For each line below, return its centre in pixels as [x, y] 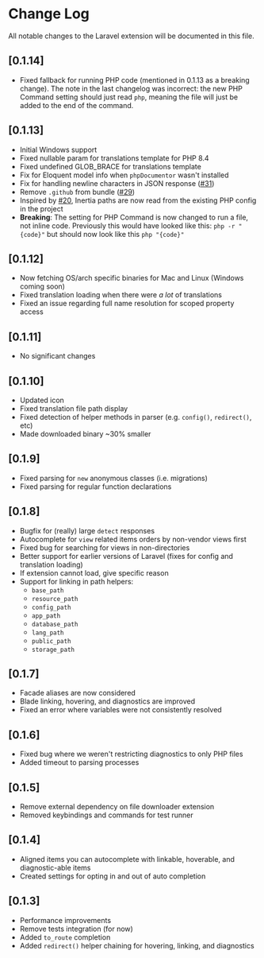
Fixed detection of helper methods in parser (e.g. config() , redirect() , [136, 417]
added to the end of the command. [77, 105]
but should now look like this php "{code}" [115, 234]
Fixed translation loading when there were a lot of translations [121, 295]
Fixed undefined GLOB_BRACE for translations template [111, 166]
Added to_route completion [65, 937]
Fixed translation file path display [74, 409]
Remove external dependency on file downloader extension [117, 807]
